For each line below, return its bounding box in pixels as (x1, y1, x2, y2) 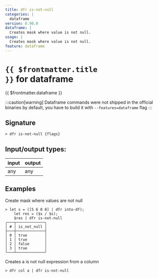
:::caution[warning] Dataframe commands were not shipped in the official (5, 99, 153, 105)
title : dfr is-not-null (5, 7, 54, 12)
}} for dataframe (5, 73, 74, 84)
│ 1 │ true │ (5, 237, 48, 242)
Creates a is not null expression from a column (5, 259, 99, 264)
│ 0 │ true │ (5, 233, 48, 238)
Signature (5, 118, 36, 127)
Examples (5, 185, 36, 193)
